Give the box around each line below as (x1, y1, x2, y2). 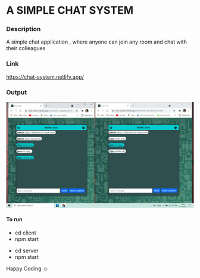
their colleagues (6, 45, 46, 52)
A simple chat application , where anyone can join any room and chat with (6, 38, 187, 45)
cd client (14, 229, 37, 236)
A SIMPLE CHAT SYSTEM (6, 4, 134, 17)
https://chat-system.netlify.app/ (6, 73, 85, 81)
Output (6, 88, 27, 96)
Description (6, 25, 41, 33)
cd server (14, 247, 39, 254)
